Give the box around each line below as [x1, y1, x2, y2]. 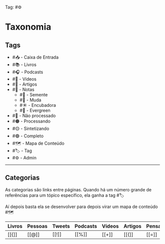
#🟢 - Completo [12, 133, 44, 139]
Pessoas [27, 222, 48, 229]
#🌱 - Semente [19, 92, 48, 97]
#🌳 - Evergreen [19, 108, 51, 113]
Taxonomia [5, 22, 52, 32]
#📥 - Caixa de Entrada [12, 54, 59, 60]
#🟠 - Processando [12, 118, 51, 124]
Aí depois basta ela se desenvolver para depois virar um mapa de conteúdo [5, 204, 158, 210]
